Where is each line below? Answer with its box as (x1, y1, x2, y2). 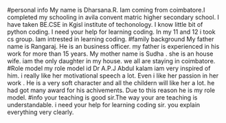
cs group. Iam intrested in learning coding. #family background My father (7, 35, 214, 43)
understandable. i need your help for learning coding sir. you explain (7, 101, 201, 109)
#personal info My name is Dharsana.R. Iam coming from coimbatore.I (7, 6, 205, 14)
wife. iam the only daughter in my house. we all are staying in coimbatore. (7, 57, 216, 65)
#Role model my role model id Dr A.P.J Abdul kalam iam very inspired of (7, 65, 211, 72)
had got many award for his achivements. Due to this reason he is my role (7, 86, 215, 94)
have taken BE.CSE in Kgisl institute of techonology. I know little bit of (7, 21, 203, 28)
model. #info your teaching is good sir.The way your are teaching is (7, 93, 198, 102)
